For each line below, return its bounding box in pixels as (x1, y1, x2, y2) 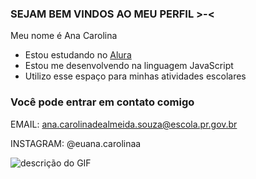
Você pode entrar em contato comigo (10, 95, 195, 109)
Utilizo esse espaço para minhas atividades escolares (24, 70, 247, 82)
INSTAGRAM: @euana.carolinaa (10, 137, 142, 149)
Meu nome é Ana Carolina (10, 30, 118, 42)
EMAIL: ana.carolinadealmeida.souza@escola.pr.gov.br (10, 118, 238, 130)
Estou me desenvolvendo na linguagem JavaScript (24, 60, 234, 72)
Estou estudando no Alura (24, 49, 132, 61)
